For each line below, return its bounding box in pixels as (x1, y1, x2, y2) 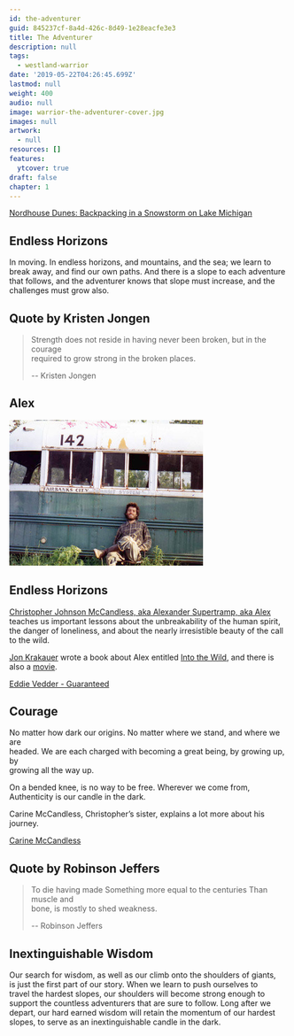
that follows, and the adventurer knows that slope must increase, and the (9, 275, 275, 287)
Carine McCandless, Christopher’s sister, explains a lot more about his (9, 808, 266, 819)
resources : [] (9, 145, 62, 154)
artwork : (9, 127, 42, 135)
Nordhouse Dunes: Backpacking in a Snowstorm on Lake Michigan (9, 208, 252, 219)
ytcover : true (17, 164, 69, 173)
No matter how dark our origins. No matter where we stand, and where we (9, 727, 281, 738)
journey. (9, 818, 39, 829)
